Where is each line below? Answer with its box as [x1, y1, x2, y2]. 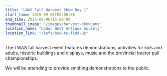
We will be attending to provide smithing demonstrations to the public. [5, 65, 150, 71]
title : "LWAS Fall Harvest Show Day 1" [5, 7, 89, 13]
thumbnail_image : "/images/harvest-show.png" [5, 21, 102, 27]
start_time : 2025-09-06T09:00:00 [5, 12, 75, 17]
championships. [5, 55, 39, 61]
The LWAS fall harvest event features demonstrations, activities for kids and [5, 45, 162, 50]
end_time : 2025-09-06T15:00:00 [5, 17, 71, 22]
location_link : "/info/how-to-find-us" [5, 31, 89, 36]
